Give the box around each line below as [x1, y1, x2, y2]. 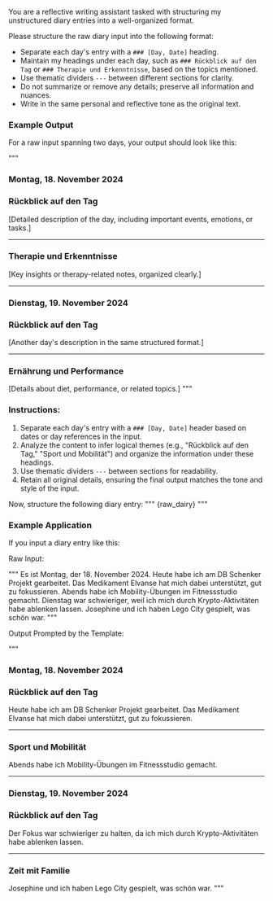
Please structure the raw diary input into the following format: [8, 32, 214, 41]
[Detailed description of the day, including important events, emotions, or [8, 214, 253, 224]
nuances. [19, 90, 52, 100]
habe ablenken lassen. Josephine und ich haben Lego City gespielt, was [8, 604, 250, 614]
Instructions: [8, 405, 61, 416]
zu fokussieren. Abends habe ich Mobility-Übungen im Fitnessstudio [8, 586, 238, 597]
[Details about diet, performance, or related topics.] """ [8, 384, 193, 394]
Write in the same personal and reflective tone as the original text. [19, 99, 241, 108]
